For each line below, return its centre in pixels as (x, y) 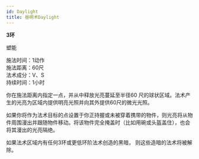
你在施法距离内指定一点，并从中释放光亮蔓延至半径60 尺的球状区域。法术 (96, 95)
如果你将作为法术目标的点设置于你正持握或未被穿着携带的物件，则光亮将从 (97, 115)
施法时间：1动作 (25, 60)
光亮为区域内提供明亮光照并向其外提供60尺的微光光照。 (84, 102)
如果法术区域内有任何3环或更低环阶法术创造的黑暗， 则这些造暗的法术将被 (97, 142)
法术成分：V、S (25, 75)
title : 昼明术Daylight (33, 17)
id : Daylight (22, 12)
